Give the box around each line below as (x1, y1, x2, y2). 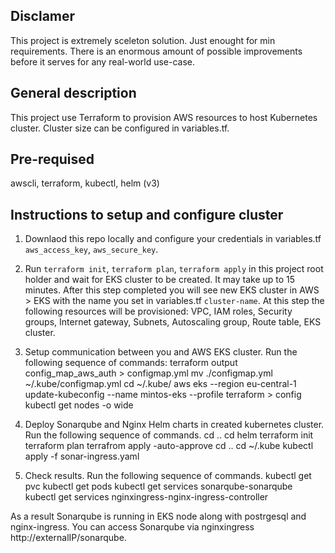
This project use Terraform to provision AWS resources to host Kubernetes (10, 111, 318, 123)
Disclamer (10, 8, 76, 25)
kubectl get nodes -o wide (24, 399, 134, 411)
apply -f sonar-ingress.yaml (24, 450, 140, 463)
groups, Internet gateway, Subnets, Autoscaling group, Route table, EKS (24, 316, 322, 328)
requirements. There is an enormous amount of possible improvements (10, 45, 303, 57)
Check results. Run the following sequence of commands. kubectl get (24, 470, 312, 482)
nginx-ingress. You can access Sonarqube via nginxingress (10, 521, 255, 533)
